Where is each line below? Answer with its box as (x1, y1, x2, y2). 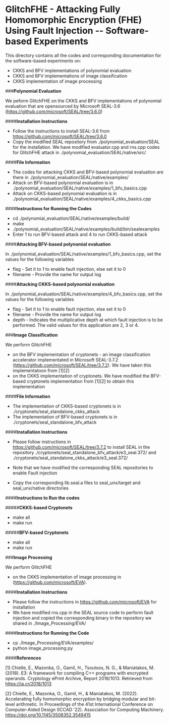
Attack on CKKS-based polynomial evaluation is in (12, 190, 117, 196)
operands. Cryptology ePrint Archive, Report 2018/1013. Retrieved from (5, 675, 153, 681)
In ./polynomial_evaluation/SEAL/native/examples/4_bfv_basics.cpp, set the (5, 291, 162, 297)
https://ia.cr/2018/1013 (5, 681, 52, 687)
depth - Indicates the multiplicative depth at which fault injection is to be (12, 317, 163, 323)
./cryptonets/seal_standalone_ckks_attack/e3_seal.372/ (12, 455, 128, 461)
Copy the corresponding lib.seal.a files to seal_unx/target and (12, 479, 141, 486)
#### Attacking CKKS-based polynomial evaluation (5, 281, 115, 287)
